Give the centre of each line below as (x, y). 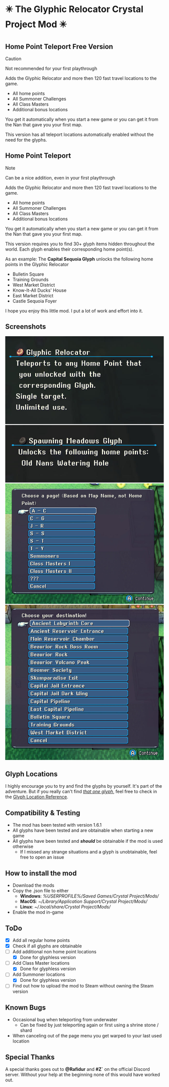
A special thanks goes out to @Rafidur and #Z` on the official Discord (77, 1069)
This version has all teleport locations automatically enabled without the (79, 134)
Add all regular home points (41, 940)
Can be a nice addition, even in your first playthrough (60, 177)
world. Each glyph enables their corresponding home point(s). (69, 249)
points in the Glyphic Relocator (37, 264)
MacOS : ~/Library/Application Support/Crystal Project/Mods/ (83, 901)
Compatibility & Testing (43, 813)
